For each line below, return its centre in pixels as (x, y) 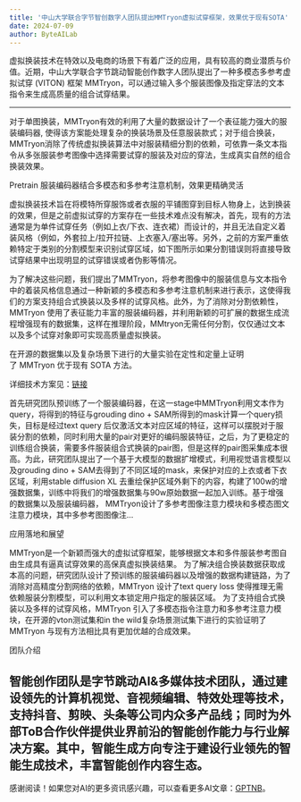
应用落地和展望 (37, 534)
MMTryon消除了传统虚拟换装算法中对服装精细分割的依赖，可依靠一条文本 (144, 144)
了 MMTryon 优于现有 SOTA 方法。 (73, 365)
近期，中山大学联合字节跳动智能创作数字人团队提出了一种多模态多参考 (154, 72)
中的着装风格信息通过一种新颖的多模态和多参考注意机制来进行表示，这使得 (146, 291)
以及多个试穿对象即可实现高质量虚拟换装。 (88, 335)
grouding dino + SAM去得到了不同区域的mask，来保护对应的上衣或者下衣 (152, 470)
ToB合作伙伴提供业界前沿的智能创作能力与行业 (150, 731)
